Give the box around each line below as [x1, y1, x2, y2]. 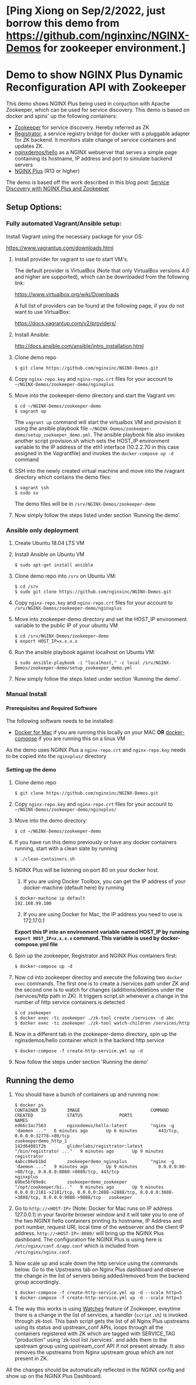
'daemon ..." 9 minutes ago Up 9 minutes [14, 1164, 138, 1170]
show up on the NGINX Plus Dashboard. [6, 1373, 102, 1380]
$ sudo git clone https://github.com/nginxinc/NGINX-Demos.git [14, 589, 172, 595]
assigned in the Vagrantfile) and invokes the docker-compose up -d [14, 449, 174, 456]
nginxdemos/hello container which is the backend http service [14, 1037, 164, 1044]
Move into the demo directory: [14, 817, 87, 824]
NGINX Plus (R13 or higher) [14, 168, 80, 175]
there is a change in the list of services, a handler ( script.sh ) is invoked [14, 1311, 188, 1319]
